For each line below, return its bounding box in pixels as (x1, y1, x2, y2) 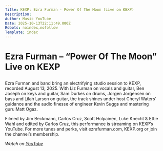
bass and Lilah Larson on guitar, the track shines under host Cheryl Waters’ (5, 96, 156, 102)
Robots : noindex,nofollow (5, 25, 58, 30)
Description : (5, 12, 32, 17)
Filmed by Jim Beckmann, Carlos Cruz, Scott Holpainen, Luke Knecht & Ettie (5, 116, 159, 122)
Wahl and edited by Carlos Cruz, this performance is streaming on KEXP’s (5, 121, 153, 127)
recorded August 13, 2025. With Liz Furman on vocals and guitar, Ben (5, 86, 144, 91)
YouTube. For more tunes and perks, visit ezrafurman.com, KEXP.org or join (5, 126, 157, 132)
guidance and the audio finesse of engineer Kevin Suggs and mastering (5, 101, 149, 107)
